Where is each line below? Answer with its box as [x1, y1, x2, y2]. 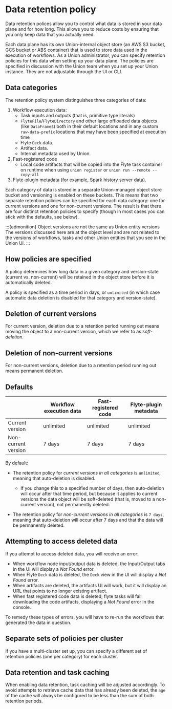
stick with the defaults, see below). [5, 213, 79, 220]
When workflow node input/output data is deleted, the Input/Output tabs [12, 561, 165, 567]
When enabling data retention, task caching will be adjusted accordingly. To [5, 682, 165, 688]
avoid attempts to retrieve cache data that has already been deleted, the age [5, 687, 165, 693]
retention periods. [5, 698, 43, 704]
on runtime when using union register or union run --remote [20, 166, 150, 173]
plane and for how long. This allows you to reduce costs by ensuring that [5, 26, 159, 32]
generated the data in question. [5, 619, 72, 626]
